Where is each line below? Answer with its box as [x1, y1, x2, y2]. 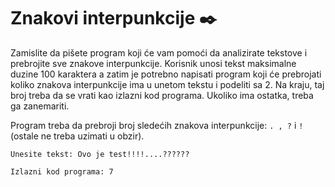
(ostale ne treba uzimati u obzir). [10, 130, 145, 142]
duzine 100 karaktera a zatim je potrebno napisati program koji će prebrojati [10, 68, 322, 80]
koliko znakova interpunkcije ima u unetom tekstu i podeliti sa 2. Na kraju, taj [10, 78, 325, 90]
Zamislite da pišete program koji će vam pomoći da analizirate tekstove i [10, 46, 308, 59]
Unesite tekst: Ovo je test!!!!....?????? [10, 149, 190, 159]
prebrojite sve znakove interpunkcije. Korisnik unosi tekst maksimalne [10, 57, 297, 69]
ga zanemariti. [10, 100, 70, 112]
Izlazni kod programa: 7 [10, 166, 114, 177]
